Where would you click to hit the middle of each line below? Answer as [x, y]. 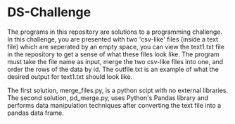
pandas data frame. [36, 113]
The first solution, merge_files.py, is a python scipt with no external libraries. [118, 90]
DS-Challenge [49, 12]
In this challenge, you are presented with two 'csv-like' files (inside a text [113, 39]
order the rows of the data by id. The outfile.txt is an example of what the [113, 69]
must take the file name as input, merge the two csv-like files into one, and [115, 61]
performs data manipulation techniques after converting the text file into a [114, 105]
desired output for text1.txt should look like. [70, 76]
